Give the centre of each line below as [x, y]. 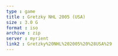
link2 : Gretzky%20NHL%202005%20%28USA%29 [59, 44]
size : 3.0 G [22, 22]
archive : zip [24, 33]
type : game [21, 11]
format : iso [22, 28]
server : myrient [27, 38]
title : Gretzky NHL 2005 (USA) [46, 17]
